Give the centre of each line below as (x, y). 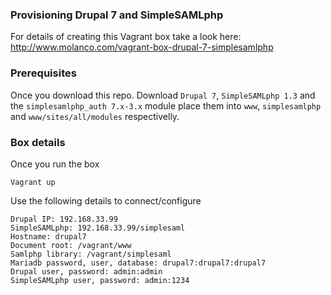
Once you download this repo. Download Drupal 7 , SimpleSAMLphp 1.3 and (163, 95)
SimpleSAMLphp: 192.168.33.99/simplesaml (98, 228)
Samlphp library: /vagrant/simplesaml (91, 254)
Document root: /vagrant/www (71, 245)
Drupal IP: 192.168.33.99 (64, 219)
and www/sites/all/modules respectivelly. (95, 116)
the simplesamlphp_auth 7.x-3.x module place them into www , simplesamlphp (166, 105)
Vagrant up (33, 182)
